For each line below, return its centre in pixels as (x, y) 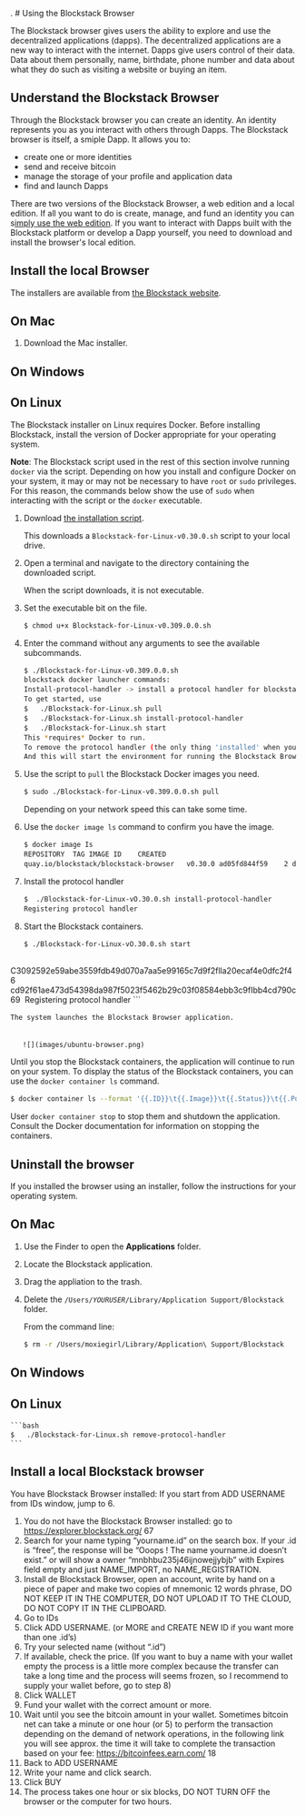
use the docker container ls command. (85, 1081)
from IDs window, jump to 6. (63, 1503)
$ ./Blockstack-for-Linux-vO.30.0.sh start (107, 944)
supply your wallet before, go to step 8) (97, 1685)
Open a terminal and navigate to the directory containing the (136, 562)
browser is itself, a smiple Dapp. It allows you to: (100, 139)
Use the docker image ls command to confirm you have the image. (149, 827)
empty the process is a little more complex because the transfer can (151, 1666)
